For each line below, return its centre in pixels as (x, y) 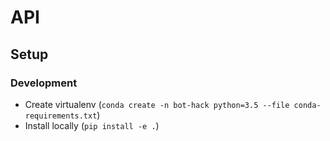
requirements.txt (61, 116)
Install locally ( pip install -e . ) (92, 125)
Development (44, 83)
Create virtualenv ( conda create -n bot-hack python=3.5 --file (157, 104)
